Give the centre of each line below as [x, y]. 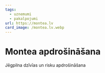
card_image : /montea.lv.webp [35, 28]
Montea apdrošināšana [53, 52]
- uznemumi [21, 14]
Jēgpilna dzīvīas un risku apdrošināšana [45, 65]
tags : [10, 9]
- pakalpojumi [24, 18]
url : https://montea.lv [29, 23]
